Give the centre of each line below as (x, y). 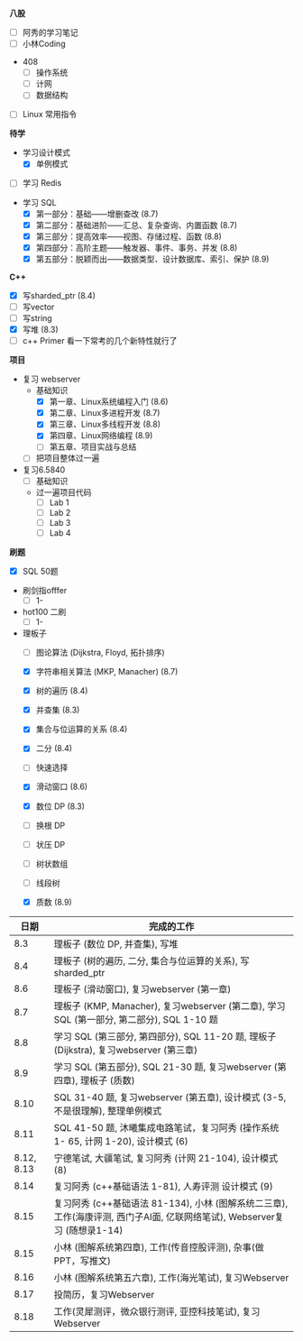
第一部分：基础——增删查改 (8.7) (97, 214)
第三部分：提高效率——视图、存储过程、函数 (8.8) (129, 236)
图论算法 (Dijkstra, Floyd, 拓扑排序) (100, 652)
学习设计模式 (46, 152)
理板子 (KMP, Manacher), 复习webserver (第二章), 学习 (170, 1006)
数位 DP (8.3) (60, 806)
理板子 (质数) (107, 1080)
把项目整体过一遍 (68, 458)
